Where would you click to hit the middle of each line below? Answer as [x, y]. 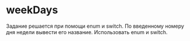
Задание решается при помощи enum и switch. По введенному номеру [95, 26]
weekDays [32, 10]
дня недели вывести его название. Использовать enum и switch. [87, 32]
